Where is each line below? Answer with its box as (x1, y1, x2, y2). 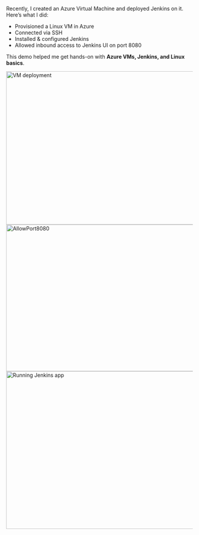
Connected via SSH (14, 29, 63, 36)
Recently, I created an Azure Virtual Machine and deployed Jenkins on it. (6, 5, 184, 12)
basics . (6, 59, 25, 66)
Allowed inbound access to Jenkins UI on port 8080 (14, 41, 142, 49)
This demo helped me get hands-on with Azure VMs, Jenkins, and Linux (6, 53, 185, 60)
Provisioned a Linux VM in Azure (14, 23, 95, 30)
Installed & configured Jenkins (14, 36, 89, 42)
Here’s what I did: (6, 11, 49, 18)
